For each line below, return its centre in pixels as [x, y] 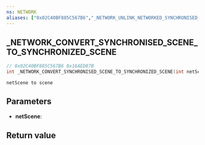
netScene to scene [30, 83]
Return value [31, 136]
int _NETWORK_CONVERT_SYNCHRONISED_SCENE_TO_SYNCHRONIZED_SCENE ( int [95, 72]
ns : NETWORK [21, 12]
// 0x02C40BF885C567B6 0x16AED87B [50, 66]
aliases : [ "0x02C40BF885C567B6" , [49, 18]
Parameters [29, 102]
